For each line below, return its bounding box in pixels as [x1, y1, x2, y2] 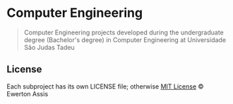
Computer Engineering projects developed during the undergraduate [23, 28, 224, 37]
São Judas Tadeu [23, 43, 75, 51]
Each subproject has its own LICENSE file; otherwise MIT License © [6, 82, 204, 91]
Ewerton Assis [6, 89, 49, 98]
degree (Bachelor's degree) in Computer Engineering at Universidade [23, 35, 227, 44]
